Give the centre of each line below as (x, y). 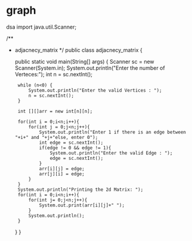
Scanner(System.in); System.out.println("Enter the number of (90, 68)
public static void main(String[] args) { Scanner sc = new (84, 61)
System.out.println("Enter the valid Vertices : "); (95, 90)
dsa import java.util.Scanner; (41, 27)
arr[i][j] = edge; (62, 169)
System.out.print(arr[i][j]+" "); (82, 205)
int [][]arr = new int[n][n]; (55, 111)
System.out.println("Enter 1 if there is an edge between (112, 132)
